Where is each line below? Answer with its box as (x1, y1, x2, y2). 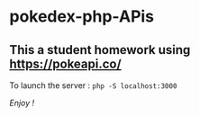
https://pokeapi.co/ (9, 56, 122, 71)
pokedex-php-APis (9, 6, 155, 27)
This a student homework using (9, 42, 191, 58)
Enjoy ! (9, 97, 35, 108)
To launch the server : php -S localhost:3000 (9, 80, 177, 91)
